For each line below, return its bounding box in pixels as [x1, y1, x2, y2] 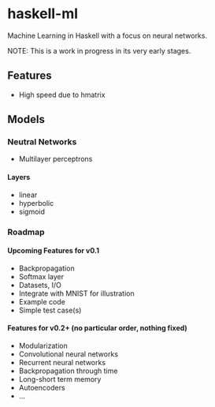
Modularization [18, 341, 68, 350]
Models [7, 113, 45, 126]
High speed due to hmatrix [18, 90, 106, 99]
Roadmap [7, 226, 45, 237]
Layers [7, 173, 31, 182]
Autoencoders [18, 383, 65, 392]
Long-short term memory [18, 374, 102, 383]
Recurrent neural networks [18, 357, 106, 367]
